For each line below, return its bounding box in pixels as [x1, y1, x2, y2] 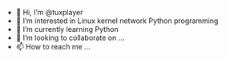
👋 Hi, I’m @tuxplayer [15, 8, 83, 17]
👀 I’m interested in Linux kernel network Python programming [15, 16, 219, 26]
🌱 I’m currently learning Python [15, 25, 119, 33]
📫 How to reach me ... [15, 42, 91, 51]
